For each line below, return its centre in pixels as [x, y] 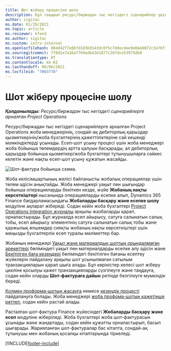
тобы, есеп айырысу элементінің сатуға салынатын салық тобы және [81, 222]
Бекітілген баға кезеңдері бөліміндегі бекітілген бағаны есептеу [75, 254]
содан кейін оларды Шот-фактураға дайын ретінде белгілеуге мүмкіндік [85, 275]
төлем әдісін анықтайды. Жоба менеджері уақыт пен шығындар [75, 184]
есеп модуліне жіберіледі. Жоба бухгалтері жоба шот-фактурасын [78, 317]
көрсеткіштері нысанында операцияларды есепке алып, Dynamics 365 [83, 195]
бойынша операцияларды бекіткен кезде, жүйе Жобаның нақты [76, 190]
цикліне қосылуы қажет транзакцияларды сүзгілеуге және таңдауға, [80, 270]
